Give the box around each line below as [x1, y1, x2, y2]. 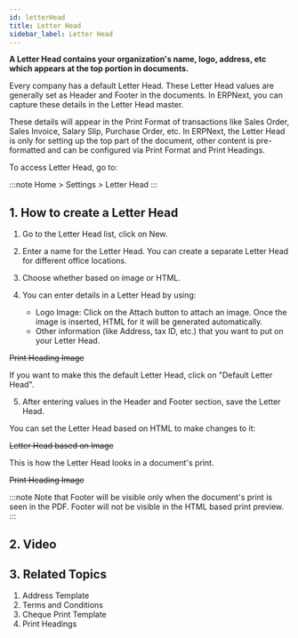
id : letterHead [9, 12, 66, 22]
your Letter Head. [35, 335, 101, 347]
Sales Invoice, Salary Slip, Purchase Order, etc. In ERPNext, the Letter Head [9, 126, 286, 137]
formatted [9, 145, 46, 156]
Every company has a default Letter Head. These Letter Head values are [9, 81, 274, 92]
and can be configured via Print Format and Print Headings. [47, 145, 265, 156]
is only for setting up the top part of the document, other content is [9, 135, 255, 147]
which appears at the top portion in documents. [9, 63, 189, 74]
